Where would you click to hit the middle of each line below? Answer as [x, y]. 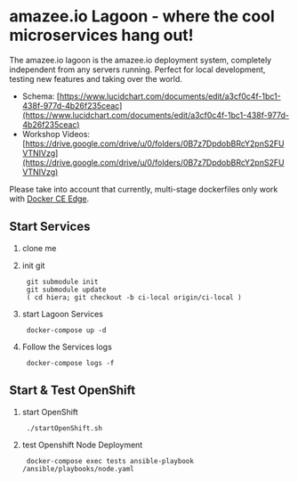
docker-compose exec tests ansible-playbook [110, 461]
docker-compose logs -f [70, 363]
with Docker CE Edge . [49, 199]
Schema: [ [41, 96]
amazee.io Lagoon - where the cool [142, 16]
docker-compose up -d [66, 330]
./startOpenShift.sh [64, 428]
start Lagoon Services [63, 314]
